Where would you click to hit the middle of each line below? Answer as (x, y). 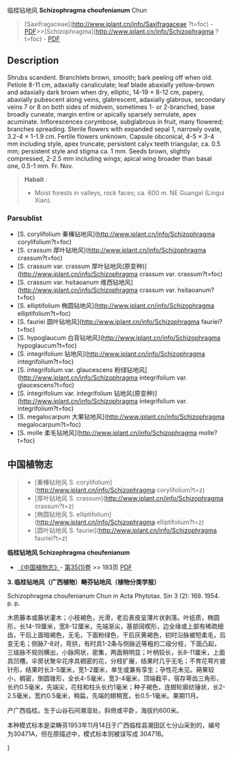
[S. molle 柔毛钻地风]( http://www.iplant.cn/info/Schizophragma (107, 433)
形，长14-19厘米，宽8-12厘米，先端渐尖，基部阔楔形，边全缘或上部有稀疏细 (115, 626)
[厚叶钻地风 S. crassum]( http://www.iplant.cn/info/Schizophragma (129, 498)
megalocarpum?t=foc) (49, 425)
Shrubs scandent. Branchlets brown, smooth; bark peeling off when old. (110, 77)
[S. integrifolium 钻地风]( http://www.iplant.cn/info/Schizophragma (111, 354)
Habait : (36, 179)
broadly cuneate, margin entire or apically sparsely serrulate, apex (102, 114)
